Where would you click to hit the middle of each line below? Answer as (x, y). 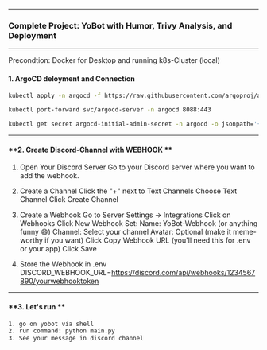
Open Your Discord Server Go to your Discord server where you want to (137, 167)
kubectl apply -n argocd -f (55, 95)
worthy (31, 240)
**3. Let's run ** (37, 306)
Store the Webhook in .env (63, 264)
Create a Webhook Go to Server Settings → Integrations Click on (126, 215)
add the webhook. (49, 176)
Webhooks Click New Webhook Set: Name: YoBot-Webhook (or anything (139, 224)
